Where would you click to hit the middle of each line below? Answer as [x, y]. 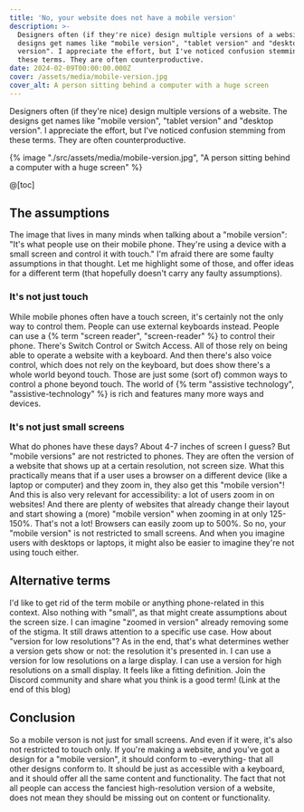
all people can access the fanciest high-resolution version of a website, [142, 788]
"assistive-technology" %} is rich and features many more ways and [137, 393]
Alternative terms [60, 581]
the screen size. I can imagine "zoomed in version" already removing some [149, 622]
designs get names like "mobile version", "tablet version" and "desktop [142, 121]
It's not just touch [49, 297]
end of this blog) [40, 689]
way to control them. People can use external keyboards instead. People [144, 326]
